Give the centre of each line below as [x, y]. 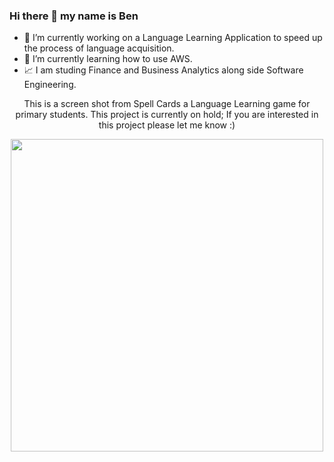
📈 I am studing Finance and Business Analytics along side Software [163, 70]
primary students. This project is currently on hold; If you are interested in [167, 115]
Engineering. [50, 85]
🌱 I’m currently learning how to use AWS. [108, 59]
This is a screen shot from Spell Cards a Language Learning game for [167, 104]
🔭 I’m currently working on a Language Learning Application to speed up [173, 38]
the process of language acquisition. [99, 48]
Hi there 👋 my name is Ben [74, 16]
